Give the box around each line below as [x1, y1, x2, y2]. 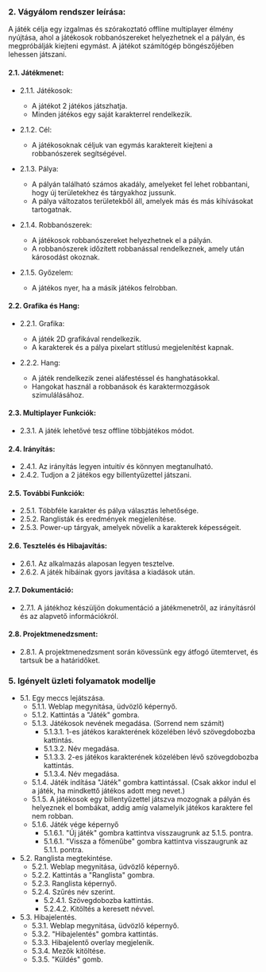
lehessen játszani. [8, 50, 67, 60]
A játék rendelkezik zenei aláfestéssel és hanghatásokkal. [31, 373, 220, 382]
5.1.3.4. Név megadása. [43, 769, 120, 779]
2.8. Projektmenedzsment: [8, 629, 98, 639]
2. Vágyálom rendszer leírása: [8, 6, 126, 17]
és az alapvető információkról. [19, 611, 119, 620]
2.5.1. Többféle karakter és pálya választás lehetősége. [19, 506, 199, 516]
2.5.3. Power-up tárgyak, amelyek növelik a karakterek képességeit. [19, 523, 242, 532]
